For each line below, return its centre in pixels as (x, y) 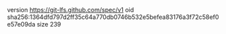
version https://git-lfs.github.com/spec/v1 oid (71, 10)
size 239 (49, 24)
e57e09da (21, 24)
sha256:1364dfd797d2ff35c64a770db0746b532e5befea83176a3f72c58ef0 (113, 17)
